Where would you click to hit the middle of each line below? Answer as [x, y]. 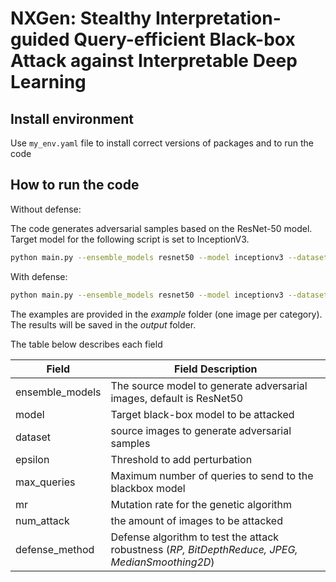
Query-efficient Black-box [184, 39]
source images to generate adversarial [201, 430]
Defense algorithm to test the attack [195, 537]
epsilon [32, 459]
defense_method [55, 549]
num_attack [42, 520]
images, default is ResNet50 [177, 398]
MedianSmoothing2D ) [162, 562]
